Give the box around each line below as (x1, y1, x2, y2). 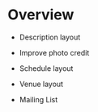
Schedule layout (19, 63, 74, 73)
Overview (7, 6, 75, 24)
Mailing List (19, 94, 58, 104)
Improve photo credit (19, 48, 90, 57)
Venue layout (19, 79, 64, 89)
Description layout (19, 32, 81, 42)
